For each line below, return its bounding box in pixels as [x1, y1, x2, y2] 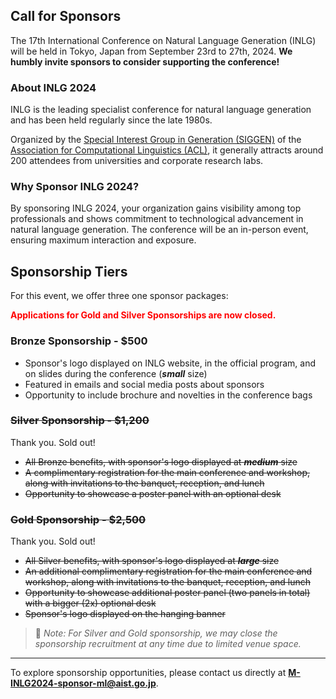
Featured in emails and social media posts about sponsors [24, 378, 265, 390]
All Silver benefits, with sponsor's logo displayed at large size [24, 555, 280, 567]
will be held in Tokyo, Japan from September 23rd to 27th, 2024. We [10, 45, 293, 57]
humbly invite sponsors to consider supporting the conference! [10, 55, 280, 68]
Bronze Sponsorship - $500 [10, 334, 148, 348]
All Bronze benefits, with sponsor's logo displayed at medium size [24, 455, 298, 468]
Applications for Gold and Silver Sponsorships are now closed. [10, 309, 277, 321]
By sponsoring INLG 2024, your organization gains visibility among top [10, 202, 302, 214]
